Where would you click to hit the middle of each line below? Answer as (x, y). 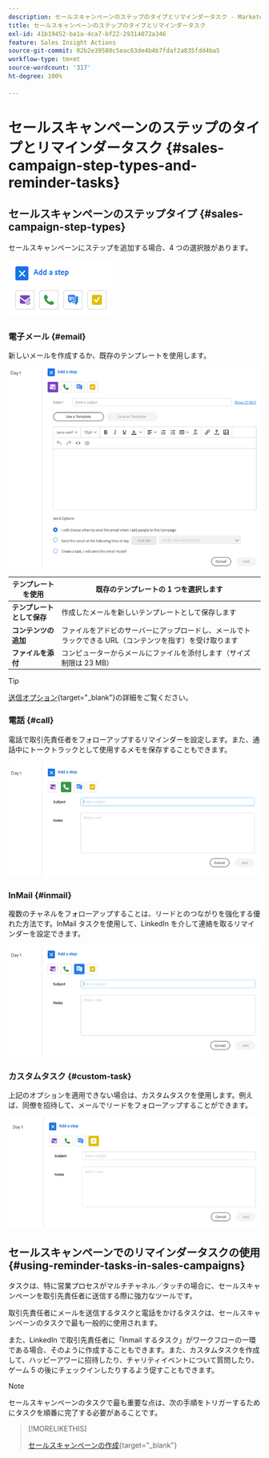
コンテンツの (33, 630)
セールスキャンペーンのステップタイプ (103, 214)
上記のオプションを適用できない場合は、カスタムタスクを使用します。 (124, 1095)
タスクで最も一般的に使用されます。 (102, 1323)
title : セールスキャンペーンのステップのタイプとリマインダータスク (107, 25)
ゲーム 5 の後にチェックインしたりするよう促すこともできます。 (113, 1370)
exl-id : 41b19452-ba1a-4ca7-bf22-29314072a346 (87, 34)
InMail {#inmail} (40, 895)
